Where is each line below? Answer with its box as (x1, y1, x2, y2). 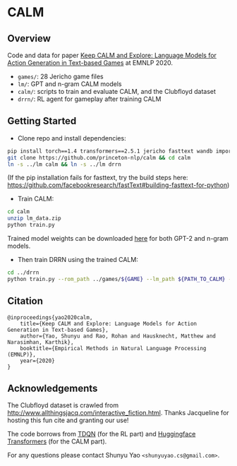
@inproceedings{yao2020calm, (7, 313, 93, 321)
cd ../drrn (7, 269, 39, 276)
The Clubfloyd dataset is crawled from (7, 401, 119, 410)
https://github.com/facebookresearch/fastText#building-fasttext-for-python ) (7, 181, 230, 189)
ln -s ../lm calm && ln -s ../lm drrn (7, 160, 121, 168)
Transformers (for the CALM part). (7, 437, 107, 446)
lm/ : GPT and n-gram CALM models (17, 80, 122, 88)
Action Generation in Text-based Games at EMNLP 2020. (7, 59, 173, 67)
